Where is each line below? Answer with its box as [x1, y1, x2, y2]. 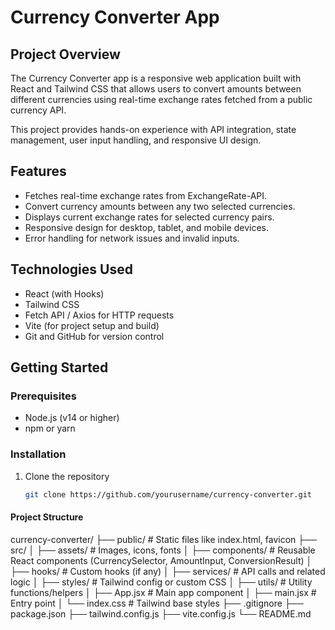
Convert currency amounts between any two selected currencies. [24, 200, 296, 212]
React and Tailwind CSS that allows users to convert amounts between [10, 83, 302, 95]
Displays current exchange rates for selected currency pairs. [24, 211, 275, 223]
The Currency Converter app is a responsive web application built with [10, 72, 302, 84]
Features [10, 163, 67, 180]
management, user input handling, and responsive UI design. [10, 134, 262, 146]
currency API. [10, 104, 67, 116]
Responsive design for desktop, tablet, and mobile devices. [24, 221, 269, 233]
